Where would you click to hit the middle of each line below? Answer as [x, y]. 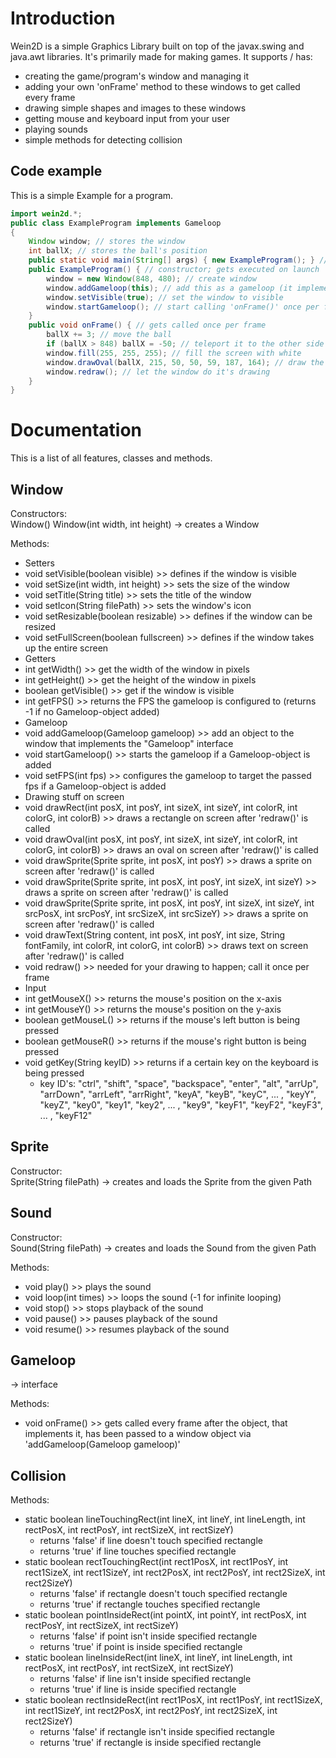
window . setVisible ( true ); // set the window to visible [165, 297]
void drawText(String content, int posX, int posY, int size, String [155, 935]
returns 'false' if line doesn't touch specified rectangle [151, 1541]
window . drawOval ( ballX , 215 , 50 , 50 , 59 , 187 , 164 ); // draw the [185, 362]
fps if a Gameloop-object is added [95, 786]
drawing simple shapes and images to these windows [135, 108]
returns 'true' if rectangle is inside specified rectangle [150, 1743]
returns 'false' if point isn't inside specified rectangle [148, 1636]
